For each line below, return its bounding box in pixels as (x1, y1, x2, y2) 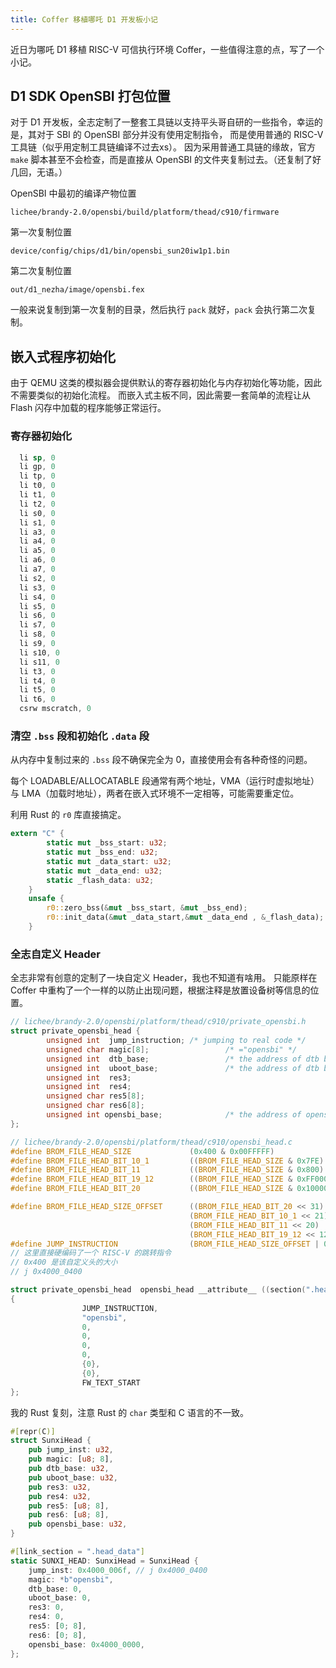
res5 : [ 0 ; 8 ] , (28, 1621, 87, 1631)
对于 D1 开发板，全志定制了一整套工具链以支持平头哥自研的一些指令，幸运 (10, 116, 315, 128)
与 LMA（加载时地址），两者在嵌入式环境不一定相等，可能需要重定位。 (10, 787, 300, 800)
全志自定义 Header (10, 947, 102, 961)
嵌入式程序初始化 (10, 348, 116, 365)
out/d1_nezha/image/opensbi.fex (10, 285, 145, 295)
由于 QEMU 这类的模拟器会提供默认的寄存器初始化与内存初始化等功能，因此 (10, 377, 323, 389)
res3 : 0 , (28, 1602, 65, 1613)
